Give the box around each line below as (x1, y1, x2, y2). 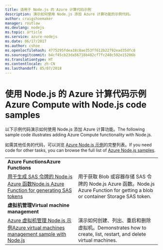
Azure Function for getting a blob (78, 187, 153, 193)
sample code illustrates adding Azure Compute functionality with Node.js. (5, 132, 152, 137)
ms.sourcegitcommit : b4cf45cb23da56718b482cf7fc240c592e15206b (5, 52, 136, 58)
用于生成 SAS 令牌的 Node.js (7, 173, 73, 180)
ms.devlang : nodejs (5, 25, 45, 30)
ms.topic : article (5, 30, 42, 35)
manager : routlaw (5, 20, 40, 26)
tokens (7, 193, 23, 200)
